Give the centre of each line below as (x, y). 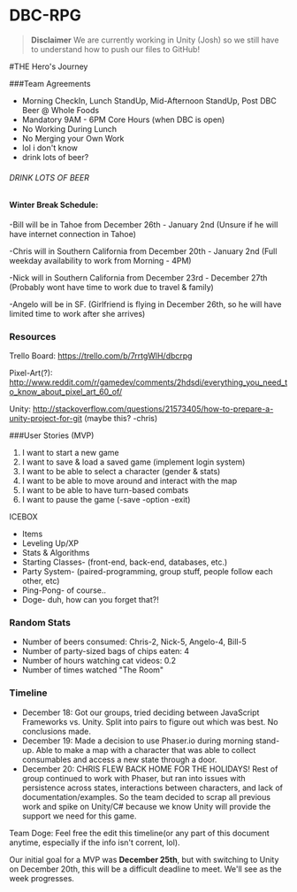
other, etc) (41, 581)
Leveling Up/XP (50, 543)
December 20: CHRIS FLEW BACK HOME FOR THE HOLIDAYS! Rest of (150, 769)
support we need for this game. (79, 816)
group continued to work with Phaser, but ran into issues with (133, 778)
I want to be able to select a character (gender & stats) (121, 472)
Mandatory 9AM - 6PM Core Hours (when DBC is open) (123, 119)
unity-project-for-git (46, 419)
